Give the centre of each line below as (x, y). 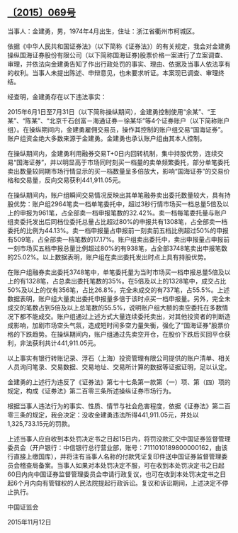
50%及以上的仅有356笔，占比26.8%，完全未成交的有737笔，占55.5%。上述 (119, 290)
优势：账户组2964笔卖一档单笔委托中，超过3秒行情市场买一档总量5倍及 (118, 203)
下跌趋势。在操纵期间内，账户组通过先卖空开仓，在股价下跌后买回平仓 (122, 334)
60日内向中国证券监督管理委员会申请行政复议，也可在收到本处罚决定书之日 (117, 474)
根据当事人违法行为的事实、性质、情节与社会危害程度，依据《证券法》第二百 (119, 405)
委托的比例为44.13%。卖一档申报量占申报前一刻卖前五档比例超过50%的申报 (118, 230)
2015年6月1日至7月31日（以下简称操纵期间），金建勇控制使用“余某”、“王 (112, 111)
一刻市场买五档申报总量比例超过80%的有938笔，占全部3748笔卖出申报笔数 (118, 248)
